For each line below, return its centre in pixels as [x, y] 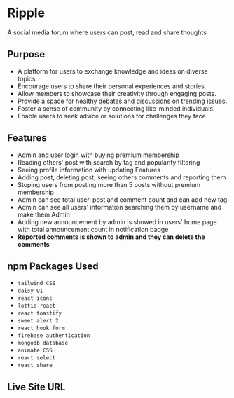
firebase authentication [54, 336]
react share [35, 366]
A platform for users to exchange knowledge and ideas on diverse [112, 71]
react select [36, 358]
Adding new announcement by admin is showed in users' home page [117, 221]
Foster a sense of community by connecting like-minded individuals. [116, 108]
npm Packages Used [53, 266]
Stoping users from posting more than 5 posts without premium [109, 184]
